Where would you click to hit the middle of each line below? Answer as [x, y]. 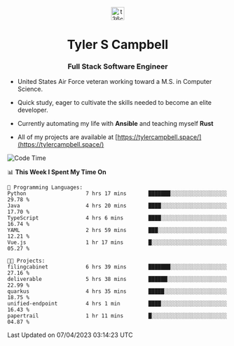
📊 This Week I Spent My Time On [57, 172]
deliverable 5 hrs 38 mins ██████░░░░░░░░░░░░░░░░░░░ [117, 280]
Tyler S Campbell [118, 45]
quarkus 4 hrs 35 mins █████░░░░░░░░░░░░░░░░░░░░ [117, 291]
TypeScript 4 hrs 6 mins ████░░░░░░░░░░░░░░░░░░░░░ [117, 218]
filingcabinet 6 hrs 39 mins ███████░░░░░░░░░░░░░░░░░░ [117, 267]
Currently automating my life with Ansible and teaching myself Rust [115, 124]
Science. [30, 89]
